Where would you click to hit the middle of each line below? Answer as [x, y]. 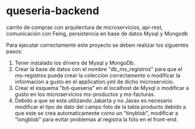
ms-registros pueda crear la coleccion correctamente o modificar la [97, 75]
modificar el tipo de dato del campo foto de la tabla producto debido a [100, 107]
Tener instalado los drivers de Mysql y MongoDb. [75, 63]
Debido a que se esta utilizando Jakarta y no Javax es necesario [94, 100]
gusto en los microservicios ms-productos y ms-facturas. [85, 94]
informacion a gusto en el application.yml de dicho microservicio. [95, 82]
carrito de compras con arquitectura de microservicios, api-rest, [84, 27]
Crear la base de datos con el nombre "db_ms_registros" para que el [98, 69]
